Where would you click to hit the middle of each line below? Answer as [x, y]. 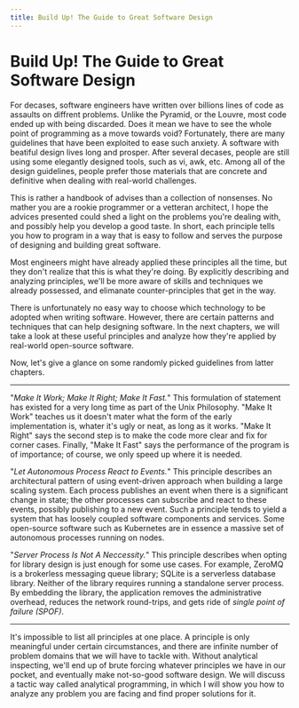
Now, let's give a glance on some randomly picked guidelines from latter [142, 362]
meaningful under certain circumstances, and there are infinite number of [144, 646]
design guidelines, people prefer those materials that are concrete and [139, 171]
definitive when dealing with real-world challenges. [104, 180]
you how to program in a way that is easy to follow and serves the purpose [146, 235]
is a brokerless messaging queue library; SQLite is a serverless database [143, 573]
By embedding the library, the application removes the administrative [136, 593]
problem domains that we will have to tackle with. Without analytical [134, 656]
